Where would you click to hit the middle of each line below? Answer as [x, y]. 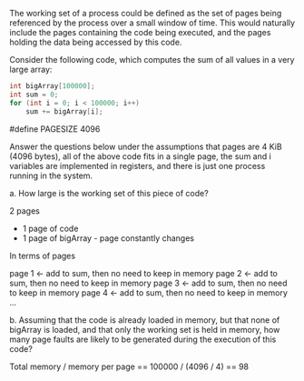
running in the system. [51, 175]
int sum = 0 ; [34, 95]
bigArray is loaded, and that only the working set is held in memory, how [145, 329]
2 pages [25, 211]
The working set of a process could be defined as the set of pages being [146, 13]
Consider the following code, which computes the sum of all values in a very [152, 60]
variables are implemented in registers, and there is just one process [137, 165]
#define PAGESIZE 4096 [55, 129]
